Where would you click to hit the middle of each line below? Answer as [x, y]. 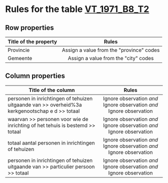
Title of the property [32, 42]
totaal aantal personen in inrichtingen [51, 142]
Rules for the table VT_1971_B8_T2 [77, 9]
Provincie [19, 50]
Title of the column [52, 90]
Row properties [29, 28]
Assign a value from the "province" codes [111, 50]
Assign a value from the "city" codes [111, 58]
